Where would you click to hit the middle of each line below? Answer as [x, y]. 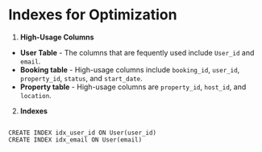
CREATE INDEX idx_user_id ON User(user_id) [83, 133]
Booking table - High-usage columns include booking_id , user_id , [130, 69]
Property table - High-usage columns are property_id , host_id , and [133, 87]
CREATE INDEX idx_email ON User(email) [75, 140]
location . [36, 95]
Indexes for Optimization [93, 15]
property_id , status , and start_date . [81, 78]
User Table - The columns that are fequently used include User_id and [137, 52]
